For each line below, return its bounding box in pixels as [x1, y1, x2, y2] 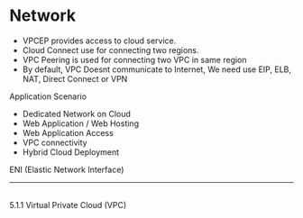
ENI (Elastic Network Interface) [9, 164, 124, 175]
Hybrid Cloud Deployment [22, 146, 120, 158]
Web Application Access [22, 127, 115, 138]
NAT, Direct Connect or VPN [22, 73, 128, 84]
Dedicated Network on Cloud [22, 108, 131, 119]
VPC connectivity [22, 137, 87, 148]
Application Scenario [9, 91, 87, 102]
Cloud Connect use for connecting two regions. [22, 44, 200, 55]
